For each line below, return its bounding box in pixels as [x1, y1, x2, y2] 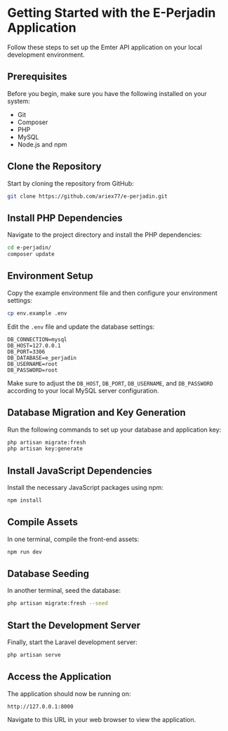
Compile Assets [7, 517, 79, 528]
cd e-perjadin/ [7, 244, 52, 252]
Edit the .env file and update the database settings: [7, 322, 155, 331]
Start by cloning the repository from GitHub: [7, 179, 135, 187]
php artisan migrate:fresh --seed [7, 600, 109, 607]
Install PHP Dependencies [7, 212, 123, 224]
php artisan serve [7, 652, 61, 659]
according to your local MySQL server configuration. [7, 386, 159, 395]
